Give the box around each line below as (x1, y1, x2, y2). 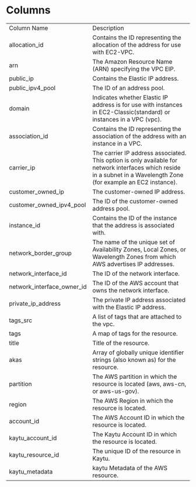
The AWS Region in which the (92, 396, 173, 405)
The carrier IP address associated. (92, 148, 187, 157)
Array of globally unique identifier (92, 348, 184, 357)
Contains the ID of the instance (92, 214, 177, 222)
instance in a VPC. (92, 139, 143, 147)
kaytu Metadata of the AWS (92, 464, 168, 472)
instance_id (9, 221, 41, 229)
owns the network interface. (92, 286, 170, 294)
